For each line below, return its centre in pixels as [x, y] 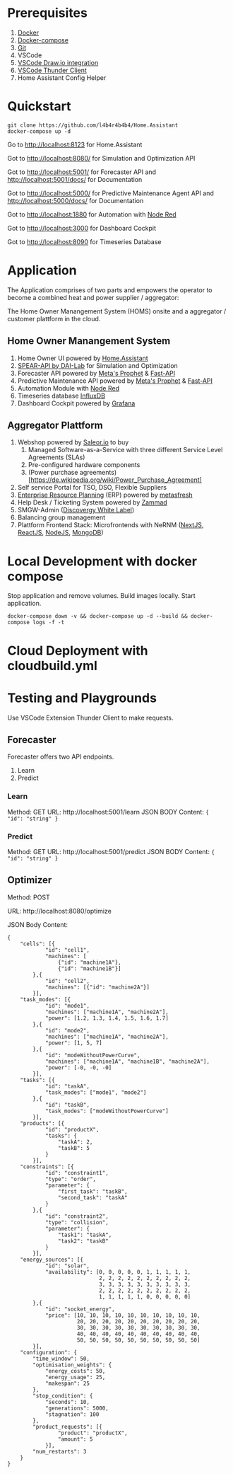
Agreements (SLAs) [56, 457]
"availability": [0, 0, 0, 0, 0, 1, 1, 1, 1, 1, [118, 1272]
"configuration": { [49, 1352]
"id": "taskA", [67, 1086]
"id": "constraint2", [77, 1216]
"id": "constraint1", [77, 1173]
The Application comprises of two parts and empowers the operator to [110, 290]
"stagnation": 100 [72, 1414]
